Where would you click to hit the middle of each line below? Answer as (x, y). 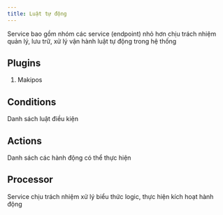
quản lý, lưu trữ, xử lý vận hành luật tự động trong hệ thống (92, 41)
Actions (24, 141)
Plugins (24, 63)
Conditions (32, 102)
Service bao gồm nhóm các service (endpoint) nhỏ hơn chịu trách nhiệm (112, 34)
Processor (30, 180)
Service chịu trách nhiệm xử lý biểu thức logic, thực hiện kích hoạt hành (110, 196)
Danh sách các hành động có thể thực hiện (69, 158)
